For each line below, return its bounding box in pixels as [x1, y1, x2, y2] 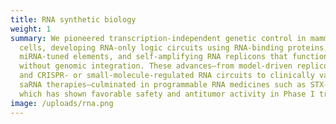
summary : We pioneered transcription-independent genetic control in [10, 33, 307, 43]
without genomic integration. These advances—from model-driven [19, 61, 293, 71]
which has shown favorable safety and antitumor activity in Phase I [19, 89, 315, 99]
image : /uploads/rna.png [10, 98, 114, 108]
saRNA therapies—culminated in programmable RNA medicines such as [19, 80, 307, 90]
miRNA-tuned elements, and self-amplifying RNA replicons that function [19, 52, 329, 62]
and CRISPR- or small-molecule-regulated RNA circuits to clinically [19, 71, 315, 81]
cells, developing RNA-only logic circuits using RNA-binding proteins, [19, 42, 329, 53]
